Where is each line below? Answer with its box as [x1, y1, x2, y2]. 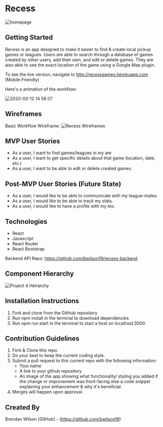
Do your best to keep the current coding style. [12, 353, 105, 358]
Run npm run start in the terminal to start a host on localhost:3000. [12, 320, 146, 326]
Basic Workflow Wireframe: [5, 123, 60, 129]
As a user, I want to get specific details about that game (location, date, [12, 155, 156, 161]
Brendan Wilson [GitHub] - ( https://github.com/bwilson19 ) [5, 416, 121, 422]
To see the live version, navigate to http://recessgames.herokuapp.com [5, 71, 148, 77]
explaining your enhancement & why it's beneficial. [19, 384, 122, 390]
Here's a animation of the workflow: [5, 86, 77, 92]
